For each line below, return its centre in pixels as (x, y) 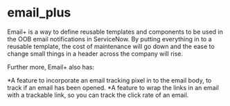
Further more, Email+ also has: (51, 67)
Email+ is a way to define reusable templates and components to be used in (115, 32)
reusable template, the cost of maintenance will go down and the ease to (111, 46)
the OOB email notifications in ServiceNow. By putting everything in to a (110, 39)
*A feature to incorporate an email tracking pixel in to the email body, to (109, 80)
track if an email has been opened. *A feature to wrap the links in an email (113, 87)
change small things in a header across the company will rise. (95, 54)
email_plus (39, 13)
